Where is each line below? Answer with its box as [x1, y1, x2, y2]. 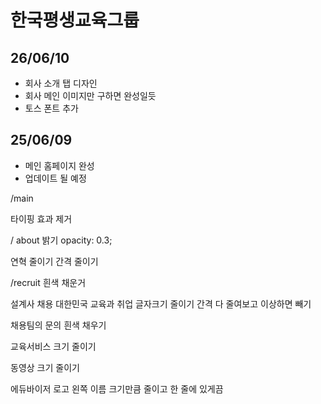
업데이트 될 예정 [24, 172, 87, 184]
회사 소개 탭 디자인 [24, 77, 98, 89]
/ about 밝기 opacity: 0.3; [10, 234, 113, 246]
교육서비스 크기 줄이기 [10, 340, 97, 352]
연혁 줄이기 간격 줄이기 [10, 255, 99, 267]
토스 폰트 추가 [24, 102, 79, 114]
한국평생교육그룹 [10, 9, 140, 32]
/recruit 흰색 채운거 [10, 276, 87, 288]
